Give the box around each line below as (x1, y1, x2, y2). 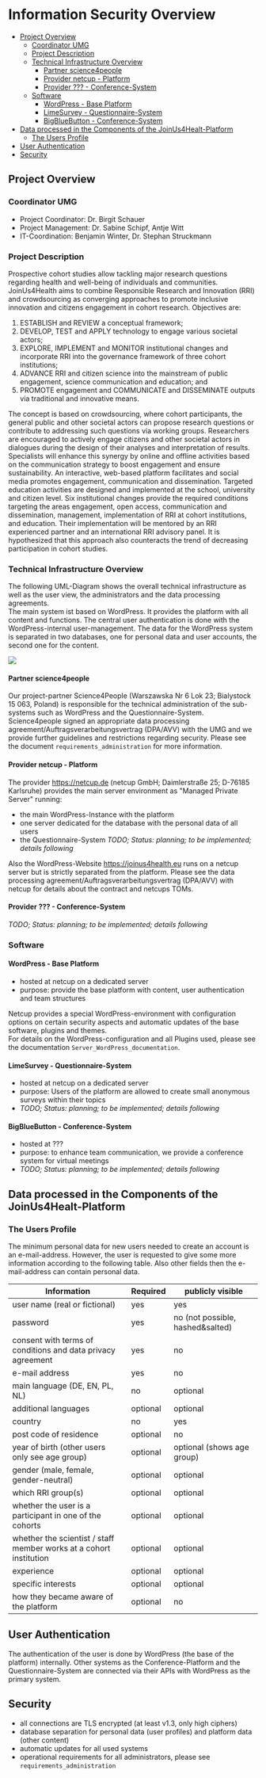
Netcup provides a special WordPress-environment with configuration (8, 1009, 236, 1018)
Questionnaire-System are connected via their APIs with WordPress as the (8, 1665, 251, 1675)
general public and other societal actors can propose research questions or (8, 418, 255, 427)
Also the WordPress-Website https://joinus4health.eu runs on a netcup (8, 858, 239, 868)
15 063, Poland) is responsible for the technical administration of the (8, 700, 231, 709)
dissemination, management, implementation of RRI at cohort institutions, (8, 509, 247, 520)
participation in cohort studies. (8, 544, 108, 553)
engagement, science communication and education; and (19, 376, 208, 386)
